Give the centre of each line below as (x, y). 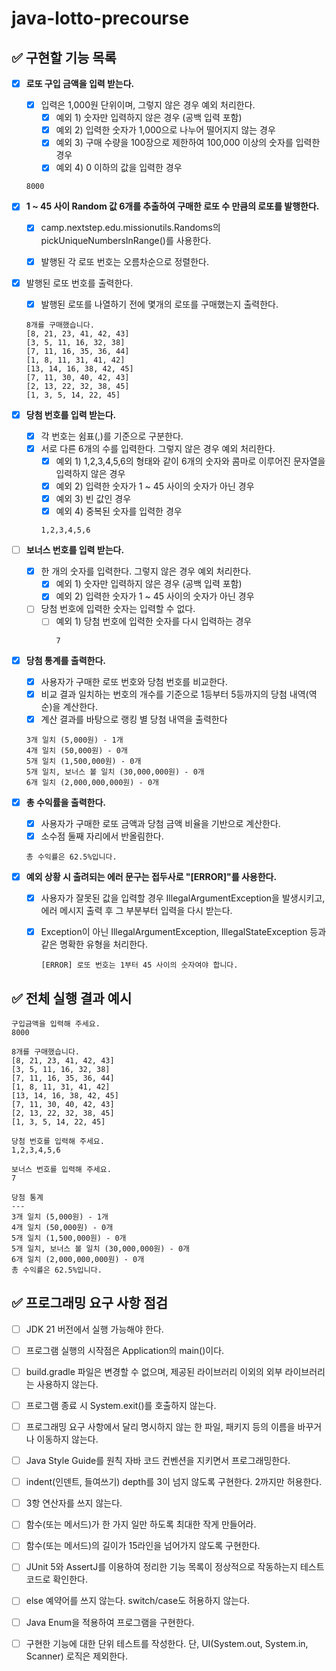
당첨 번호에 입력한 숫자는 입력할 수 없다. (118, 609)
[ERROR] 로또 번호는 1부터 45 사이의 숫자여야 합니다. (139, 965)
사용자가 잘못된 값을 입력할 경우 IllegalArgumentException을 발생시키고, (183, 898)
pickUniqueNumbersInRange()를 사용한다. (126, 240)
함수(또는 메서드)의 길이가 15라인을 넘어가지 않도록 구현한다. (143, 1546)
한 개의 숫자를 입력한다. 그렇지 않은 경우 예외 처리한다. (146, 571)
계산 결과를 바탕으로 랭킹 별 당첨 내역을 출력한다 (134, 719)
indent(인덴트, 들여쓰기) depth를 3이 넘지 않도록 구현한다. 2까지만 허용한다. (174, 1482)
